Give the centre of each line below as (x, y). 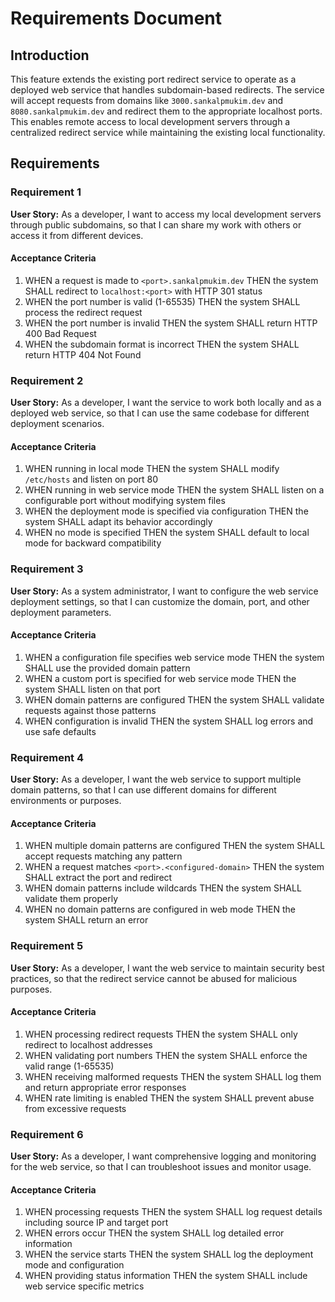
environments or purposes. (66, 801)
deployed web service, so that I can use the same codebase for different (160, 413)
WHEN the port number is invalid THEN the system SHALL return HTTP (171, 323)
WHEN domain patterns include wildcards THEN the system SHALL (163, 888)
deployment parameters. (61, 612)
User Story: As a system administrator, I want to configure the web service (164, 591)
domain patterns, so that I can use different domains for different (143, 790)
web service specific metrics (84, 1286)
